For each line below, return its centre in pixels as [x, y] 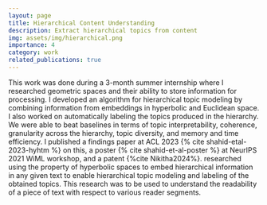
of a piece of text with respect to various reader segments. [105, 192]
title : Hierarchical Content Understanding [82, 23]
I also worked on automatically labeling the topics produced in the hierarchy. [133, 116]
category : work [33, 52]
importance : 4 [32, 45]
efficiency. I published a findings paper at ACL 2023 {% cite [106, 141]
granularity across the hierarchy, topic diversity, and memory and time [124, 133]
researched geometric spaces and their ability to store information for [123, 91]
